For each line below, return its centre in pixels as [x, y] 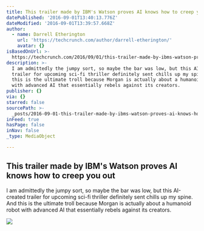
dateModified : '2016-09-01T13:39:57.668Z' [61, 23]
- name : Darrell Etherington [49, 35]
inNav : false [23, 131]
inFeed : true [23, 119]
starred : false [25, 102]
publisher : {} [24, 91]
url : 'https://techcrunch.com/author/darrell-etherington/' [95, 40]
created [16, 197]
